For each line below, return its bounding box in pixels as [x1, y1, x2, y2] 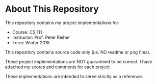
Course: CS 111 [12, 29, 42, 35]
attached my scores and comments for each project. [5, 64, 111, 70]
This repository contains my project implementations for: [5, 20, 120, 26]
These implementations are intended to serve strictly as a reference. [5, 73, 143, 79]
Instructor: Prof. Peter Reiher [12, 34, 70, 40]
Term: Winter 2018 [12, 39, 50, 45]
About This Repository [5, 3, 99, 15]
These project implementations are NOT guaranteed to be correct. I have [5, 58, 152, 64]
